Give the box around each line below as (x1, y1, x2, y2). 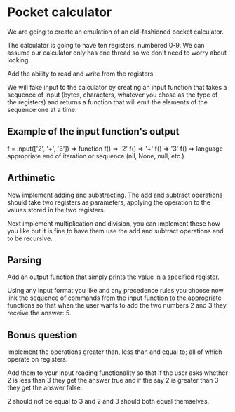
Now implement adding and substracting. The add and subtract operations (7, 191, 223, 199)
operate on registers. (7, 355, 68, 364)
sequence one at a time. (7, 105, 77, 114)
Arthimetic (7, 172, 55, 184)
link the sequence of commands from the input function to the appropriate (7, 294, 222, 302)
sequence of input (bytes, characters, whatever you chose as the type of (7, 90, 218, 99)
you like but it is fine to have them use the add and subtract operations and (7, 226, 224, 235)
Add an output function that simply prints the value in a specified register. (7, 273, 220, 281)
